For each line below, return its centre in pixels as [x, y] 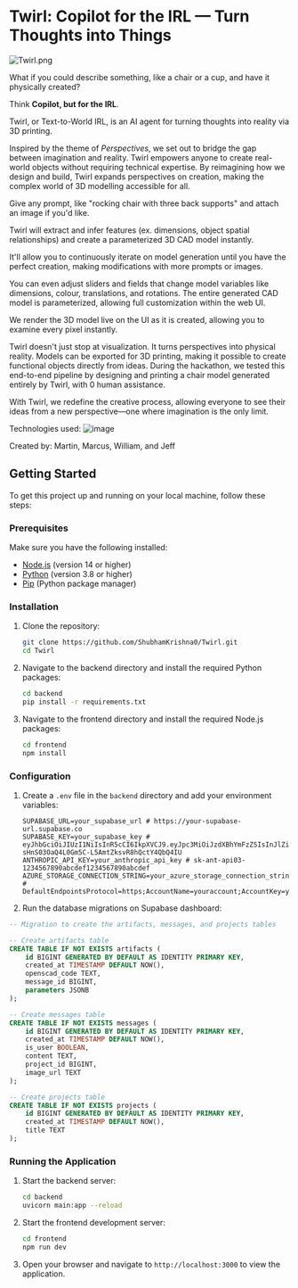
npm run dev [44, 1247]
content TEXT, [51, 1056]
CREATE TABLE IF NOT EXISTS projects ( [83, 1105]
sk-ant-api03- [220, 860]
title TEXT [45, 1130]
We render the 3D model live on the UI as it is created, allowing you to [137, 319]
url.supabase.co [52, 829]
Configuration [40, 776]
